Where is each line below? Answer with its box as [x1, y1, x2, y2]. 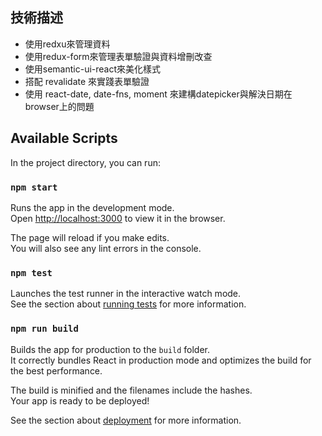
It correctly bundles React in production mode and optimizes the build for [10, 354, 312, 366]
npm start [10, 181, 58, 193]
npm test [10, 267, 53, 278]
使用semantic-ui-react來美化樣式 [24, 63, 162, 75]
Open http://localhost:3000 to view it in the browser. [10, 212, 226, 224]
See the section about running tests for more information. [10, 298, 247, 310]
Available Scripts [10, 130, 118, 147]
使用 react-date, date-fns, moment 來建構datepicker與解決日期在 [24, 88, 293, 100]
